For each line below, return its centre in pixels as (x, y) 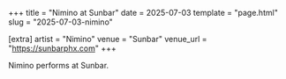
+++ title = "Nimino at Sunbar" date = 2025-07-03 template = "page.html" (143, 13)
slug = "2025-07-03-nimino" (61, 22)
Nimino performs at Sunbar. (59, 65)
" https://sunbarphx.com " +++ (62, 48)
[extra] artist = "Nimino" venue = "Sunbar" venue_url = (108, 39)
